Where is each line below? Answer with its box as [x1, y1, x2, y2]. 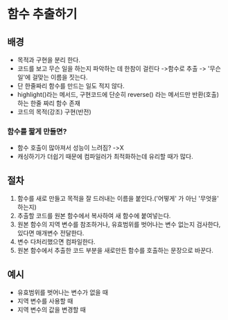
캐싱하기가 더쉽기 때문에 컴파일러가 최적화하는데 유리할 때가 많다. [17, 152, 193, 161]
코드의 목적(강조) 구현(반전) [17, 108, 91, 116]
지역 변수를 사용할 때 [17, 296, 73, 305]
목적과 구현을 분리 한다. [17, 56, 81, 64]
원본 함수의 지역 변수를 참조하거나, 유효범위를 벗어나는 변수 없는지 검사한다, [17, 220, 221, 229]
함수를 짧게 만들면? [7, 126, 67, 136]
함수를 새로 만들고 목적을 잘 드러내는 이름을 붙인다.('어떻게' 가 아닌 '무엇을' [17, 195, 220, 203]
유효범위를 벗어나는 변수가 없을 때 [17, 288, 109, 296]
